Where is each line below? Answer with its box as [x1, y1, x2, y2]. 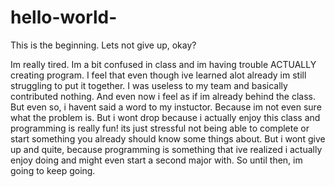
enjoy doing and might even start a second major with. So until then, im [10, 154, 303, 166]
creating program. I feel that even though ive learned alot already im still [10, 69, 307, 81]
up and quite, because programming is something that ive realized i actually [10, 143, 323, 155]
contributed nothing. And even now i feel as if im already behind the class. [10, 90, 316, 102]
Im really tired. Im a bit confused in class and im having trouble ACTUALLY [10, 58, 317, 70]
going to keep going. [10, 164, 96, 176]
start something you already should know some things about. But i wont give [10, 132, 326, 145]
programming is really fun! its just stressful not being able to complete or [10, 122, 310, 134]
